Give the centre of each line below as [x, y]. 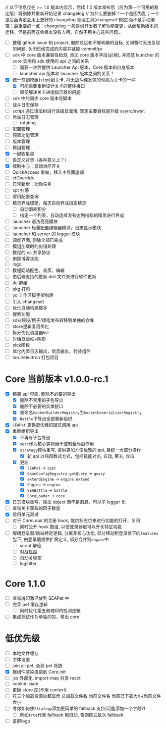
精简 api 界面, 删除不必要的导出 [44, 394]
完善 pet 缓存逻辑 [30, 604]
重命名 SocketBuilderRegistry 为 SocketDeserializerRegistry [81, 413]
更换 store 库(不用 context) [39, 690]
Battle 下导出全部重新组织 [46, 419]
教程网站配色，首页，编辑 [38, 270]
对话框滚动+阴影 [29, 339]
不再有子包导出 [35, 437]
